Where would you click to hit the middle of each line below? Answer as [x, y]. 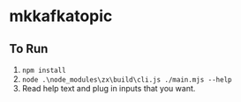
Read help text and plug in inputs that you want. [109, 88]
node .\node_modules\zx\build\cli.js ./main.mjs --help [127, 80]
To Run [29, 49]
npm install [44, 70]
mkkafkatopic [61, 16]
